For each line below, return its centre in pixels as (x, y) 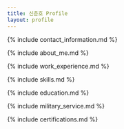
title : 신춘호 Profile (38, 13)
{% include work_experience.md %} (58, 66)
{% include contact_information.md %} (62, 39)
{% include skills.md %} (41, 79)
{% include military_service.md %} (56, 106)
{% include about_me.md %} (48, 53)
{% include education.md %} (48, 93)
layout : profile (30, 20)
